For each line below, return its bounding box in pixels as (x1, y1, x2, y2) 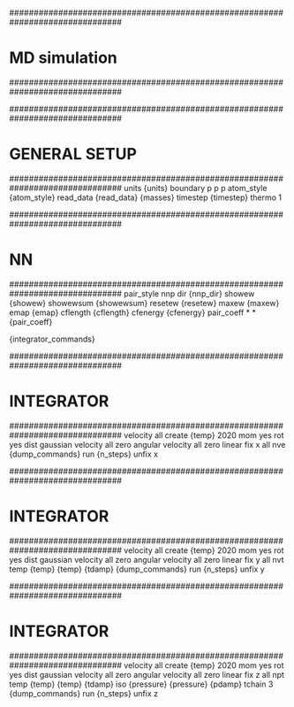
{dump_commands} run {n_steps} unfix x (9, 449, 159, 459)
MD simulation (9, 48, 117, 68)
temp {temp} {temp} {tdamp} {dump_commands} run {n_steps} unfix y (9, 564, 265, 574)
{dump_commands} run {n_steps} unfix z (9, 688, 159, 698)
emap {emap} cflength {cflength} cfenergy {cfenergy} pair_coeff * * (9, 307, 257, 318)
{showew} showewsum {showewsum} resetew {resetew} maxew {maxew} (9, 297, 280, 308)
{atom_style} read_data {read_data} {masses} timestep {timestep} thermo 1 (9, 192, 283, 203)
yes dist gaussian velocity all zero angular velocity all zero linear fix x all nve (9, 439, 286, 450)
